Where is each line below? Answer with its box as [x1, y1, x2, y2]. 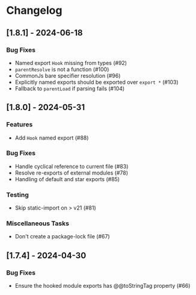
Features [6, 120, 33, 129]
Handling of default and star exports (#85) [14, 175, 120, 182]
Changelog [6, 4, 63, 17]
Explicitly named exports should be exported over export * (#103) [14, 78, 179, 85]
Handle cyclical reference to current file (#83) [14, 163, 129, 170]
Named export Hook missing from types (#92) [14, 59, 127, 66]
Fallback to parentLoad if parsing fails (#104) [14, 85, 125, 92]
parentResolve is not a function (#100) [14, 66, 109, 73]
